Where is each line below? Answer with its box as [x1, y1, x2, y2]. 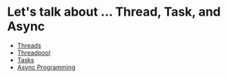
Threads [17, 41, 41, 49]
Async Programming [17, 63, 76, 71]
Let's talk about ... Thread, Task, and [7, 4, 221, 20]
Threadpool [17, 49, 50, 57]
